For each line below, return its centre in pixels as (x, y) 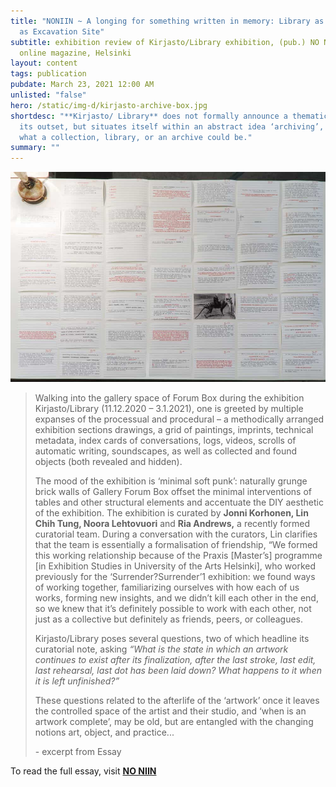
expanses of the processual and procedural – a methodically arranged (179, 419)
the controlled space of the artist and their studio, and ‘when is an (170, 711)
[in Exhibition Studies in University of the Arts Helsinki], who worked (175, 566)
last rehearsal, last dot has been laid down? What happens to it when (178, 671)
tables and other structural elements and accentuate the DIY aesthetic (179, 502)
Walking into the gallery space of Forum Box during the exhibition (169, 398)
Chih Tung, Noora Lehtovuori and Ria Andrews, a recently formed (172, 524)
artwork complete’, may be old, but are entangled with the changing (174, 722)
